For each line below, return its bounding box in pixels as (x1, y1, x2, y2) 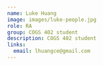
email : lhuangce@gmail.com (13, 48, 91, 55)
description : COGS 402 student (7, 35, 97, 42)
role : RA (7, 22, 32, 29)
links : (7, 41, 26, 48)
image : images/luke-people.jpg (7, 16, 97, 23)
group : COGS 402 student (7, 28, 78, 36)
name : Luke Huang (7, 9, 57, 17)
